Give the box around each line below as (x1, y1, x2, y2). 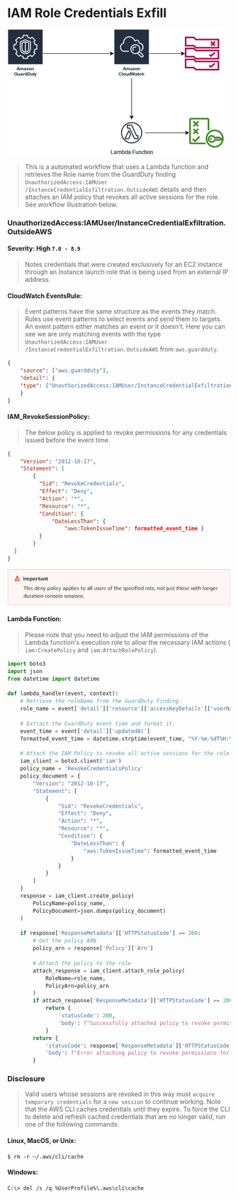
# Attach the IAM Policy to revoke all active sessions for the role (20, 750, 230, 757)
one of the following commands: (24, 1120, 119, 1129)
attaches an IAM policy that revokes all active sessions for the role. (24, 192, 220, 201)
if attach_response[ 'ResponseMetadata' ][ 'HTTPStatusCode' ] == (33, 997, 220, 1004)
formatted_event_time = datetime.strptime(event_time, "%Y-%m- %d (20, 735, 217, 743)
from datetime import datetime (7, 675, 100, 682)
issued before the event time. (24, 435, 110, 444)
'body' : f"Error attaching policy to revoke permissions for (45, 1049, 230, 1057)
